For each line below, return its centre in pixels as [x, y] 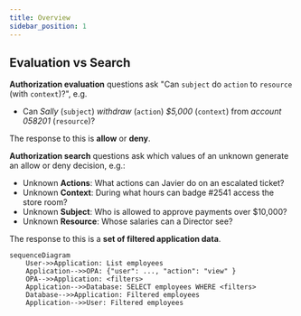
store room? [45, 202]
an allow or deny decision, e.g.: [67, 166]
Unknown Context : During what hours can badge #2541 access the [148, 193]
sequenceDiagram [40, 256]
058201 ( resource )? [59, 121]
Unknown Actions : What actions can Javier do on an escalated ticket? [153, 183]
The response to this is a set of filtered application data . [115, 239]
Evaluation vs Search [70, 63]
